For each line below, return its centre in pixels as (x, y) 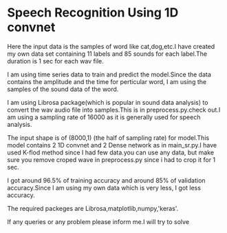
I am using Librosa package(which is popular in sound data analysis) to (108, 102)
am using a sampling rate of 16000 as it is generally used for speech (104, 117)
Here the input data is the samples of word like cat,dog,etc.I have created (111, 46)
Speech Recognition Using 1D (93, 13)
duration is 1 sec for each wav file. (56, 61)
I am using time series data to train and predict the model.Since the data (109, 74)
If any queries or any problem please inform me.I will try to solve (98, 221)
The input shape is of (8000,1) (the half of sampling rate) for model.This (108, 138)
